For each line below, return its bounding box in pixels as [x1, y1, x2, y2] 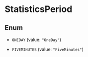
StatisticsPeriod [4, 3, 73, 15]
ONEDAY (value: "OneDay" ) [11, 36, 62, 42]
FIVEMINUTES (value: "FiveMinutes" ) [11, 46, 84, 52]
